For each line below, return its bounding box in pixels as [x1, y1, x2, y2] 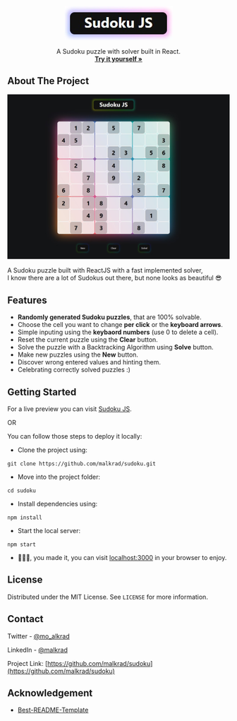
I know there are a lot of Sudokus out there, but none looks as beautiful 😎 [7, 274, 222, 282]
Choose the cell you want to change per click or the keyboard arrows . [17, 321, 224, 329]
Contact [7, 613, 44, 625]
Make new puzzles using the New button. [17, 350, 139, 359]
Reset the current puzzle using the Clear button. [17, 335, 159, 344]
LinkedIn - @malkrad [7, 645, 68, 654]
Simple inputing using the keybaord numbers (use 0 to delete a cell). [17, 328, 219, 337]
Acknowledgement [7, 687, 93, 699]
